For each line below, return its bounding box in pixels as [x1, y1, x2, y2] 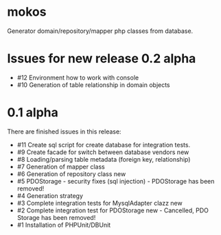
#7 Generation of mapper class [16, 162, 105, 171]
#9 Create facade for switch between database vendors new [16, 148, 189, 156]
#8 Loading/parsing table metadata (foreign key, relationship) [16, 155, 191, 163]
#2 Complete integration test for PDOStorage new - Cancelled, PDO [16, 206, 209, 214]
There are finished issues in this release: [7, 127, 121, 136]
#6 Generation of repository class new [16, 169, 126, 178]
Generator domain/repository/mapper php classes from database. [7, 27, 194, 35]
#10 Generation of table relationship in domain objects [16, 80, 170, 89]
